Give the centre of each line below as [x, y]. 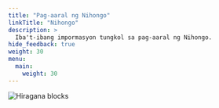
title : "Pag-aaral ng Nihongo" [59, 15]
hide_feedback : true [42, 45]
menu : [17, 59]
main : [24, 67]
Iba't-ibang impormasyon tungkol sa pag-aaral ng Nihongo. [114, 37]
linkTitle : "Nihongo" [44, 23]
